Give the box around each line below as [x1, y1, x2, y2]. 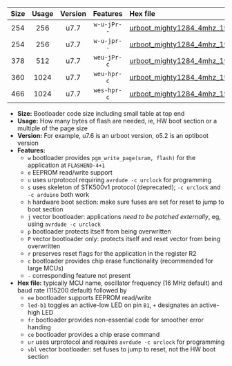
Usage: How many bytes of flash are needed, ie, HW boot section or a [17, 117, 217, 125]
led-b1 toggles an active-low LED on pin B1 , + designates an [27, 301, 198, 309]
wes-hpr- [93, 87, 122, 94]
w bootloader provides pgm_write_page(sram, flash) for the [27, 154, 196, 162]
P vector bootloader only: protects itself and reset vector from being [27, 235, 221, 243]
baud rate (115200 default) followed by [17, 286, 127, 294]
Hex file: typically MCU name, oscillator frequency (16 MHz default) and [17, 279, 223, 287]
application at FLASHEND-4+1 [27, 161, 106, 169]
